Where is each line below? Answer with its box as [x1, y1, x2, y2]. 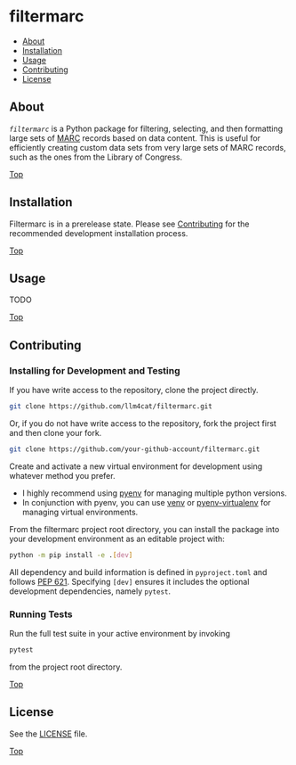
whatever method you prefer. [9, 470, 116, 481]
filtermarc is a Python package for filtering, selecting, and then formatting [9, 123, 284, 134]
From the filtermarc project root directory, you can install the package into [9, 523, 280, 534]
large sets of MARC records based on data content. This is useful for [9, 132, 260, 144]
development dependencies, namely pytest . [9, 586, 172, 596]
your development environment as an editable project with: [9, 533, 225, 544]
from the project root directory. [9, 662, 123, 672]
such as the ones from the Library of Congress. [9, 152, 183, 162]
